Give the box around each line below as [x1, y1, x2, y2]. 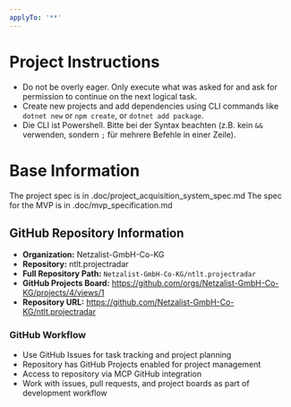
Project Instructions [9, 51, 160, 72]
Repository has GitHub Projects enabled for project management [21, 359, 261, 369]
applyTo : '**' [9, 13, 63, 22]
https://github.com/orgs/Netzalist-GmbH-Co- [111, 278, 279, 289]
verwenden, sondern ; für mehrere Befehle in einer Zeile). [21, 129, 236, 140]
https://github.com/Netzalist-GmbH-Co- [86, 297, 235, 307]
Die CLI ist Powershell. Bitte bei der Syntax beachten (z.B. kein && [21, 119, 263, 130]
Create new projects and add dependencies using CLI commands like [21, 100, 279, 111]
